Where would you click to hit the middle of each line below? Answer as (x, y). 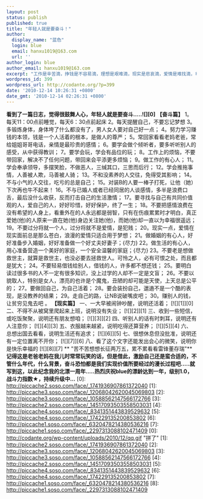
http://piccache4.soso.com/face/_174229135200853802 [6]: (81, 417)
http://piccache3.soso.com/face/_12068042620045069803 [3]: (85, 451)
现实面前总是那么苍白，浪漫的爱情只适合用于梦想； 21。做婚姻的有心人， (97, 235)
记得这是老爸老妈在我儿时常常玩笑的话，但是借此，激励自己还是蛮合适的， (99, 356)
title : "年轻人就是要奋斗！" (39, 29)
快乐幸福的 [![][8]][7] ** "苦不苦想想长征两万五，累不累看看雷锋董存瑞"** (102, 348)
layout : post (23, 12)
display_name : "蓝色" (38, 40)
